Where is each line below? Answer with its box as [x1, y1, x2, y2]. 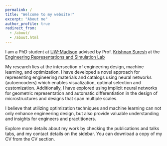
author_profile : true [5, 21, 50, 26]
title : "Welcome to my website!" [5, 12, 75, 17]
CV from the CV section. [5, 136, 55, 142]
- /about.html [9, 35, 39, 40]
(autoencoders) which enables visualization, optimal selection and [5, 79, 141, 85]
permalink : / [5, 7, 32, 12]
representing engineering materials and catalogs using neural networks [5, 74, 152, 80]
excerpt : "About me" [5, 16, 48, 21]
